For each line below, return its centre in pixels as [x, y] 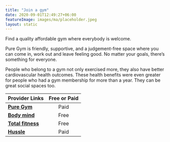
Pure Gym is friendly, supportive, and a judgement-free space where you [82, 49]
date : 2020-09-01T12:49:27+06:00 [41, 15]
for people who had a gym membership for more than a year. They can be [83, 80]
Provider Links [26, 99]
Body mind [21, 115]
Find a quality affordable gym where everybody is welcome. [68, 39]
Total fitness [23, 124]
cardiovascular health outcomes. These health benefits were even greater [83, 75]
